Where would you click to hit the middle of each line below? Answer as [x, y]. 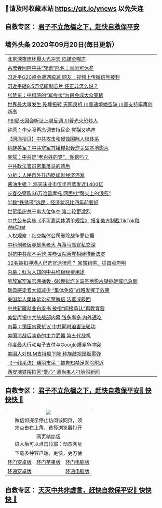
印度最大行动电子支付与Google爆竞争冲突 [54, 344]
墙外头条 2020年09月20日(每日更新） [61, 45]
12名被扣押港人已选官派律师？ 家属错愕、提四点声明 [67, 263]
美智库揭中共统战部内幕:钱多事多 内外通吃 [55, 317]
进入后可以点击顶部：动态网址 [49, 444]
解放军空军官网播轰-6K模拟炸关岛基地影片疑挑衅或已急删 [73, 281]
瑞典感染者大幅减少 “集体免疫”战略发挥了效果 [59, 290]
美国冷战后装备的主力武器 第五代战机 [49, 336]
